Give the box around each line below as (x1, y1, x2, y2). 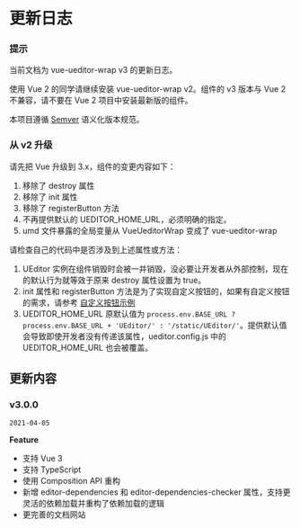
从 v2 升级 (9, 139, 53, 151)
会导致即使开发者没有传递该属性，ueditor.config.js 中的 (22, 330, 227, 342)
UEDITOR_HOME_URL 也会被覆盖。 (22, 342, 153, 353)
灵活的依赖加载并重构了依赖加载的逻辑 (22, 498, 164, 509)
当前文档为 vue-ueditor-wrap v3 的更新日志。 (9, 65, 178, 76)
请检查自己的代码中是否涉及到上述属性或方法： (9, 244, 182, 255)
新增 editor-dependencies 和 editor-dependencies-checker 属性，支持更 (22, 487, 291, 497)
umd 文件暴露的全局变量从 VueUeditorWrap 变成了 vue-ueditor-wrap (22, 225, 278, 236)
